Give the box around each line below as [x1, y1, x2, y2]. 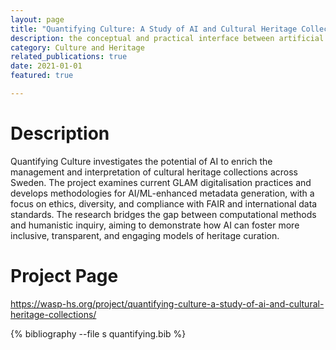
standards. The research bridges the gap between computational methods [10, 208, 317, 220]
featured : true [10, 71, 74, 81]
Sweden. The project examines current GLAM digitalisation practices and [10, 176, 312, 188]
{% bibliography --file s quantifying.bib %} [10, 327, 187, 340]
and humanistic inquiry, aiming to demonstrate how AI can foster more [10, 219, 300, 231]
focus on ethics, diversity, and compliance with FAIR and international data [10, 197, 318, 210]
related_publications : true [10, 52, 128, 62]
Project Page [10, 265, 119, 287]
